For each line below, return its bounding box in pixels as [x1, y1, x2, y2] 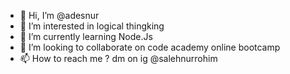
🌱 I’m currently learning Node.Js [19, 31, 153, 42]
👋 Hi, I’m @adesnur [19, 10, 100, 21]
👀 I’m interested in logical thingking [19, 20, 165, 32]
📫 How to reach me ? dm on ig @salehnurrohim [19, 53, 218, 64]
